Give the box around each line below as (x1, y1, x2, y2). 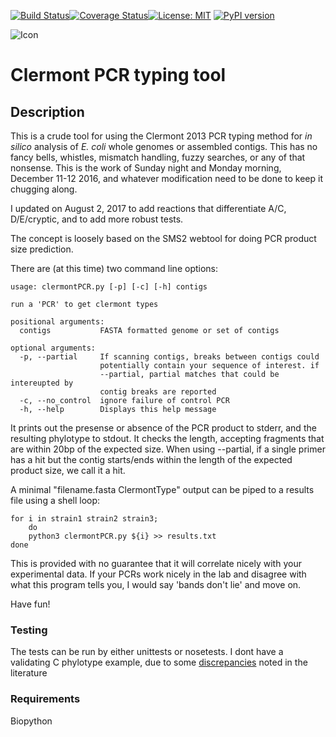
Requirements (10, 692, 81, 706)
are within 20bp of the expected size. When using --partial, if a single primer (10, 443, 326, 455)
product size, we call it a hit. (10, 465, 126, 476)
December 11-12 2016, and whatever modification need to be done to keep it (10, 173, 324, 184)
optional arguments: (10, 343, 97, 353)
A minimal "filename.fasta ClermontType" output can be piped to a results (10, 484, 315, 495)
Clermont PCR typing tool (10, 64, 227, 87)
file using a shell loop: (10, 495, 101, 506)
